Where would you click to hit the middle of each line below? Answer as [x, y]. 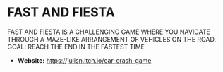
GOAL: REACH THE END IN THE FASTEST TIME [76, 47]
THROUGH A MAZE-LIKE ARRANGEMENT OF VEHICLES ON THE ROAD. [112, 39]
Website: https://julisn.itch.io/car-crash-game [84, 60]
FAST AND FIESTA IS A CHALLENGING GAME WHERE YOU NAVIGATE [109, 32]
